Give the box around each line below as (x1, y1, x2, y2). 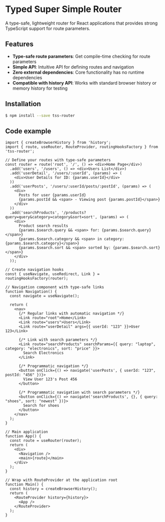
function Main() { (5, 482, 44, 487)
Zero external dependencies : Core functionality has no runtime (12, 69, 144, 75)
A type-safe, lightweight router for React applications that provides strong (5, 20, 158, 26)
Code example (5, 127, 52, 135)
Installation (5, 100, 41, 108)
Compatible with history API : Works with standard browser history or (12, 80, 157, 86)
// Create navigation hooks (5, 267, 64, 273)
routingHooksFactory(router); (5, 276, 69, 281)
